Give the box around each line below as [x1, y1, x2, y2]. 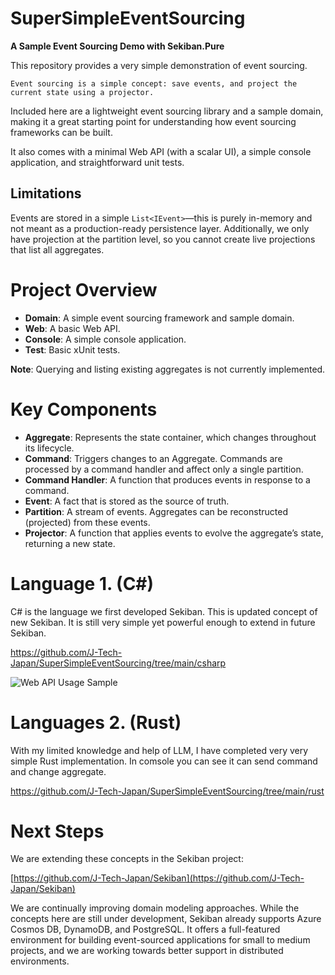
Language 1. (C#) [10, 572, 155, 595]
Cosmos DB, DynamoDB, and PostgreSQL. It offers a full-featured [10, 923, 281, 936]
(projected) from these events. [24, 516, 151, 528]
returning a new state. [24, 537, 116, 549]
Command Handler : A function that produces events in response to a [24, 473, 311, 486]
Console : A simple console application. [24, 333, 187, 345]
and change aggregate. [10, 765, 107, 777]
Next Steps [10, 820, 105, 842]
